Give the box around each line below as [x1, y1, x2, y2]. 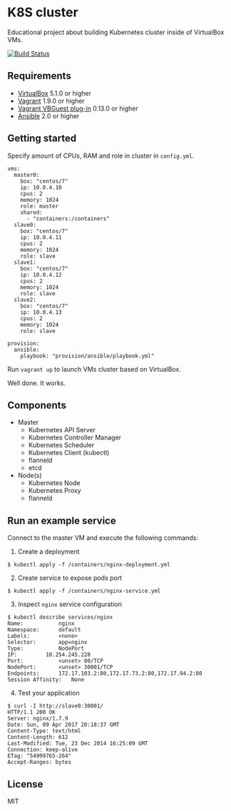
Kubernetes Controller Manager [28, 433, 122, 442]
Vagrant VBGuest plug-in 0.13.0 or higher [17, 104, 138, 113]
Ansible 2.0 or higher [17, 111, 80, 120]
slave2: [14, 296, 37, 303]
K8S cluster [7, 4, 78, 21]
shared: [20, 208, 43, 216]
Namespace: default [7, 626, 81, 633]
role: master [20, 203, 59, 210]
